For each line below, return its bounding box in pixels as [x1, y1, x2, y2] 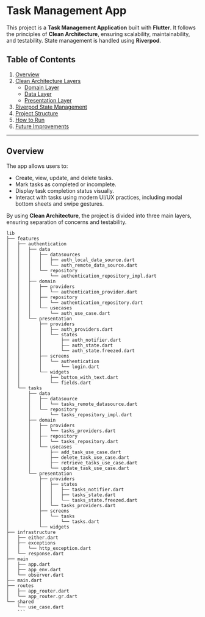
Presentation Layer [24, 96, 72, 104]
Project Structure [15, 109, 59, 117]
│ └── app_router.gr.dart [6, 593, 78, 599]
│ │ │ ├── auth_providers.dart [6, 326, 113, 333]
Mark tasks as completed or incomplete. [15, 181, 117, 188]
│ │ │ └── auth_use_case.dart [6, 310, 111, 316]
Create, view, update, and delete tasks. [15, 174, 113, 181]
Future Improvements [15, 123, 69, 130]
